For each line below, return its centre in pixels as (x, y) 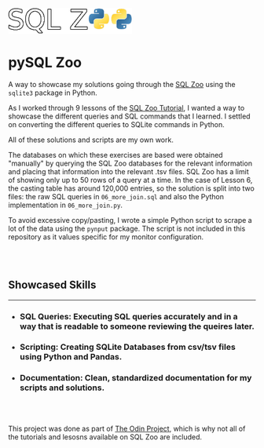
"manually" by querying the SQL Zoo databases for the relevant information (130, 163)
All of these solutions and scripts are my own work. (91, 140)
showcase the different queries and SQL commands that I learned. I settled (129, 116)
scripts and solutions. (62, 388)
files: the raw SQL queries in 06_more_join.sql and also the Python (116, 196)
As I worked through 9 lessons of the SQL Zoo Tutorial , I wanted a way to (126, 107)
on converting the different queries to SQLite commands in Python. (117, 124)
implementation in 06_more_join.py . (66, 205)
